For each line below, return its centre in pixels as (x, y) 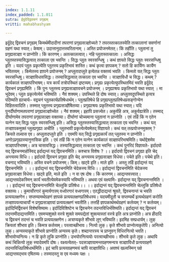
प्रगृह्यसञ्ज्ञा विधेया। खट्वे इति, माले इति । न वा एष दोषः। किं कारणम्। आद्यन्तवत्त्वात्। (73, 174)
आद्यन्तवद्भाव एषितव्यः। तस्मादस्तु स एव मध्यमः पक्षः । (47, 254)
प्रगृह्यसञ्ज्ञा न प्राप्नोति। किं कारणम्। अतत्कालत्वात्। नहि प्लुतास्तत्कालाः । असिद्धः (70, 54)
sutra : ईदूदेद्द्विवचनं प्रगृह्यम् (27, 19)
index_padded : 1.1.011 (29, 15)
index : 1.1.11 (20, 10)
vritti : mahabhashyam (28, 24)
